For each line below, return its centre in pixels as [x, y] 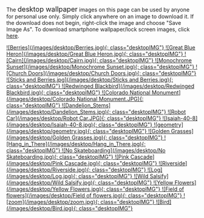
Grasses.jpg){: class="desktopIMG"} [117, 137]
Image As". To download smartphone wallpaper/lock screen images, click [98, 29]
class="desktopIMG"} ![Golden [131, 131]
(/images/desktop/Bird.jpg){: [42, 208]
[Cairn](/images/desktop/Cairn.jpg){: [52, 60]
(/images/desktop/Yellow [38, 189]
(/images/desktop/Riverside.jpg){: [49, 170]
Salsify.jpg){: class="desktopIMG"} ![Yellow [119, 183]
